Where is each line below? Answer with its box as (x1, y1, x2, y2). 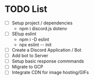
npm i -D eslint (19, 36, 49, 43)
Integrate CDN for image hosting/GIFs (11, 70, 89, 76)
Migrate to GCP (11, 64, 44, 70)
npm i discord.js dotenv (19, 26, 67, 31)
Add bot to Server (11, 53, 48, 59)
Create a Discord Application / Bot (11, 47, 82, 53)
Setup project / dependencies (11, 20, 73, 26)
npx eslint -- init (19, 42, 52, 48)
